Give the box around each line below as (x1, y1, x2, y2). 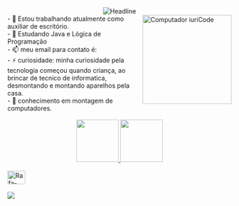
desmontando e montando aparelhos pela (7, 81, 130, 90)
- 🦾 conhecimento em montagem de (7, 96, 113, 105)
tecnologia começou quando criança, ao (7, 66, 126, 74)
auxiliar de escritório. (7, 22, 70, 31)
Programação (7, 37, 48, 46)
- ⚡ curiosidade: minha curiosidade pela (7, 56, 124, 64)
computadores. (7, 104, 52, 113)
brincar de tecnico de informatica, (7, 74, 107, 82)
